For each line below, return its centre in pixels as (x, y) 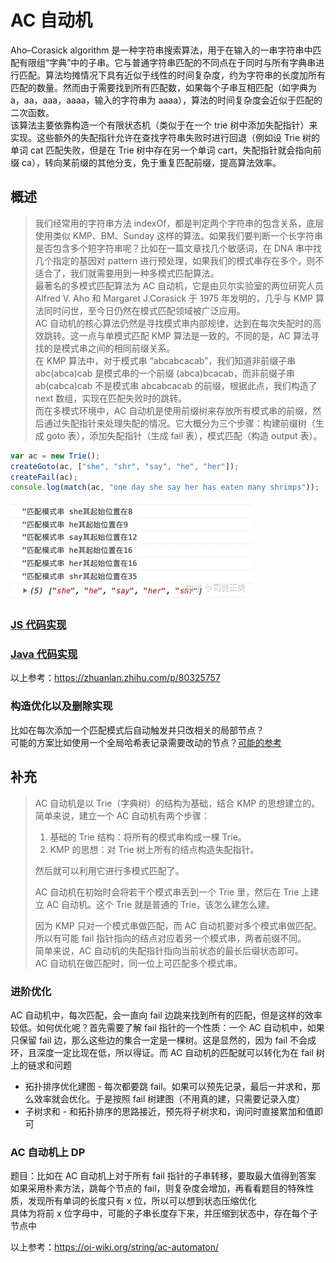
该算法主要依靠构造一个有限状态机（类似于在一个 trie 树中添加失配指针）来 (164, 125)
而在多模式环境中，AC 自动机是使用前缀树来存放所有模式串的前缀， (173, 410)
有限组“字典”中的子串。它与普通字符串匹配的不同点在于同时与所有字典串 (167, 62)
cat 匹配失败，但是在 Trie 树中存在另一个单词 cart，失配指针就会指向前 (175, 150)
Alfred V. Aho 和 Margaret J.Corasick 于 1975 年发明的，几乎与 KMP (174, 298)
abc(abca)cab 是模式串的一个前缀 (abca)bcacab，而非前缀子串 (165, 373)
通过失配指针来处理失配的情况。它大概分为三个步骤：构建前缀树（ (179, 423)
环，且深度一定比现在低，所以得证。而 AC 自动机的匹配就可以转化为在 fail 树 (167, 1052)
